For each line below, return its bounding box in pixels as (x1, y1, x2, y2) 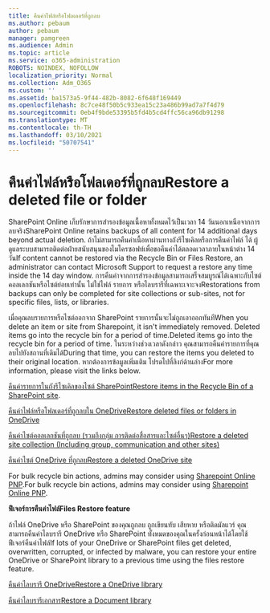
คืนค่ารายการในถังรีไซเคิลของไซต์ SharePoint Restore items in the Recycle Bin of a (8, 382, 254, 392)
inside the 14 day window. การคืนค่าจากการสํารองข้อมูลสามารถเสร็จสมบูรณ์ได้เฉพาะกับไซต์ (8, 270, 262, 281)
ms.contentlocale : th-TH (8, 124, 92, 132)
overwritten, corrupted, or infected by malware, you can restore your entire (8, 547, 257, 557)
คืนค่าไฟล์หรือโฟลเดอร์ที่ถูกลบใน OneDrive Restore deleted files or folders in (8, 406, 237, 416)
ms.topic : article (8, 49, 70, 57)
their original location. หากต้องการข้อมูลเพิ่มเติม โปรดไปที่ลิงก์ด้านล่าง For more (8, 357, 233, 367)
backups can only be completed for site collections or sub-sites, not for (8, 289, 245, 298)
